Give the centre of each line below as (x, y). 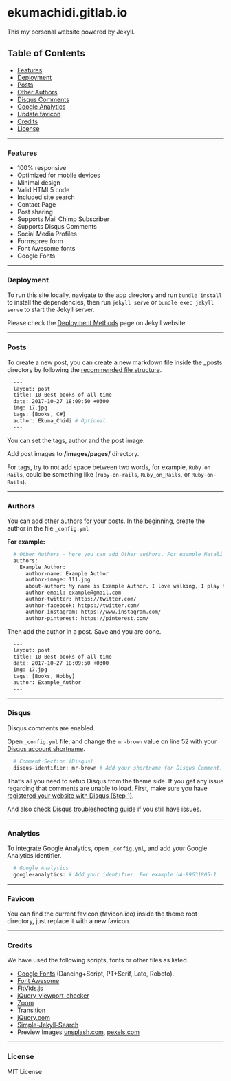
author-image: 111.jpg (58, 580)
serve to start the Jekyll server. (51, 310)
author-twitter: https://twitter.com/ (81, 599)
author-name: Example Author (67, 573)
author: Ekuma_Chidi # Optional (60, 421)
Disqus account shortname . (46, 748)
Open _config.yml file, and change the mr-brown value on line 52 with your (112, 741)
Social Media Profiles (47, 234)
